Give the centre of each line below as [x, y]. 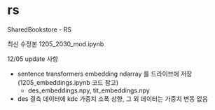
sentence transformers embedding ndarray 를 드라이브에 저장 [105, 74]
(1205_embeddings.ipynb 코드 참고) [68, 82]
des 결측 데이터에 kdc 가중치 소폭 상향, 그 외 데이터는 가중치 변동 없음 [113, 98]
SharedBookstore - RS [40, 29]
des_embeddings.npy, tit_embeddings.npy [89, 90]
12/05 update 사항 [33, 59]
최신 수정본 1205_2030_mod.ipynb [56, 43]
